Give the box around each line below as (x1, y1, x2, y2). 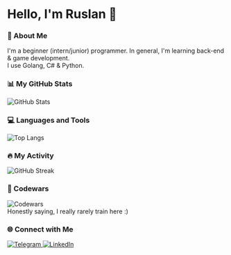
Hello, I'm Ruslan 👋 (7, 6, 117, 22)
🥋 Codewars (7, 184, 49, 193)
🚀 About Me (7, 31, 48, 41)
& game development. (7, 54, 70, 62)
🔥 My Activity (7, 151, 54, 160)
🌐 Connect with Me (7, 225, 74, 234)
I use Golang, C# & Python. (7, 62, 85, 70)
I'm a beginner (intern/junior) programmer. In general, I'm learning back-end (7, 46, 224, 55)
